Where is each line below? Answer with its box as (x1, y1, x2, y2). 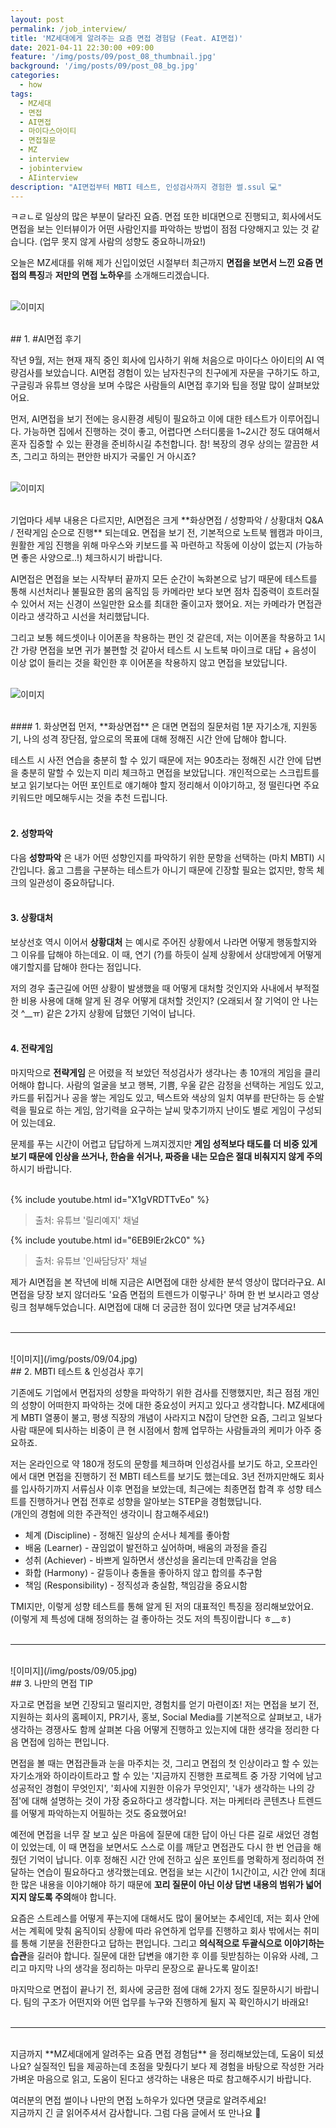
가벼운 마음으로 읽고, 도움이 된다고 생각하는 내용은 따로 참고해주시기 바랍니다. (10, 2072, 312, 2085)
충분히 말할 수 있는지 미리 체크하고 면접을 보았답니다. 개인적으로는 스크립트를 (20, 767, 320, 779)
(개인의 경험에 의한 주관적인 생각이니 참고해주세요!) (10, 1507, 210, 1520)
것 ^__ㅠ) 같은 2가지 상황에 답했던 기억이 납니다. (10, 1007, 196, 1019)
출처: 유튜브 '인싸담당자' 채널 (34, 1254, 148, 1266)
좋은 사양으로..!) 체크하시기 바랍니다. (20, 552, 163, 564)
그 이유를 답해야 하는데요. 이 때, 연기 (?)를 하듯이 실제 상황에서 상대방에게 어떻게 (10, 948, 322, 960)
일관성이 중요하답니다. (28, 876, 115, 888)
